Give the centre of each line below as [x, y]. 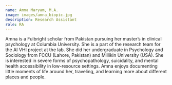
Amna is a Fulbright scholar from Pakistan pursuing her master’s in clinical [83, 39]
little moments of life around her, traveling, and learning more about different [86, 72]
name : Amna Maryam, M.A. [32, 10]
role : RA [15, 24]
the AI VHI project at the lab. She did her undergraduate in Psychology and [84, 50]
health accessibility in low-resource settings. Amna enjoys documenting [82, 66]
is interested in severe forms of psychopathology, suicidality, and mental [82, 61]
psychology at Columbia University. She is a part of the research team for [83, 45]
